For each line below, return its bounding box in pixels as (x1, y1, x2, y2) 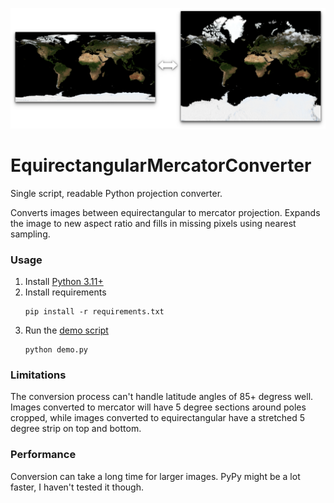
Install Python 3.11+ (24, 276, 104, 288)
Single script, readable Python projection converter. (10, 187, 223, 199)
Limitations (10, 368, 67, 382)
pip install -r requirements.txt (24, 307, 165, 317)
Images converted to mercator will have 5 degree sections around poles (10, 401, 307, 413)
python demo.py (24, 345, 89, 355)
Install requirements (24, 286, 107, 298)
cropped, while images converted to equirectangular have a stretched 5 (10, 412, 306, 424)
